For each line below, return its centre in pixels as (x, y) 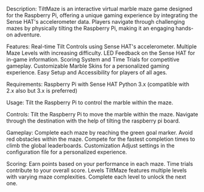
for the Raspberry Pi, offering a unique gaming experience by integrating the (102, 15)
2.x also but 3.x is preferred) (42, 91)
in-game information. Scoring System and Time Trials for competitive (93, 59)
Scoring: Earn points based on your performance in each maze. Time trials (100, 164)
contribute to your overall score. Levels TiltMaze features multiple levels (97, 170)
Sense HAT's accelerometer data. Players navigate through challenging (96, 22)
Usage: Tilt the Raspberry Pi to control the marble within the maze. (90, 102)
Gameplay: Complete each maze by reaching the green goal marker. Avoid (100, 133)
